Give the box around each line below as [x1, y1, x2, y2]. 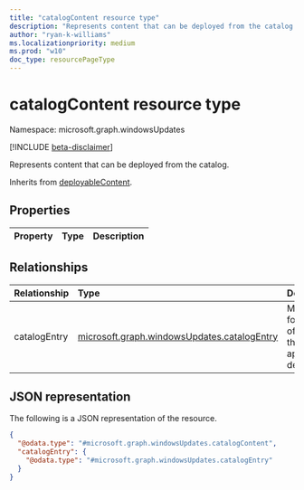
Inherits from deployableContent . [9, 176, 133, 187]
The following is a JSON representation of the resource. [9, 413, 217, 424]
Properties [9, 203, 71, 218]
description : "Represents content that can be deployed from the [9, 22, 261, 31]
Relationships [9, 259, 89, 276]
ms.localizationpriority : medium [9, 38, 136, 48]
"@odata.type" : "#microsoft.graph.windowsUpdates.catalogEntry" [25, 456, 273, 465]
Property [14, 230, 53, 242]
